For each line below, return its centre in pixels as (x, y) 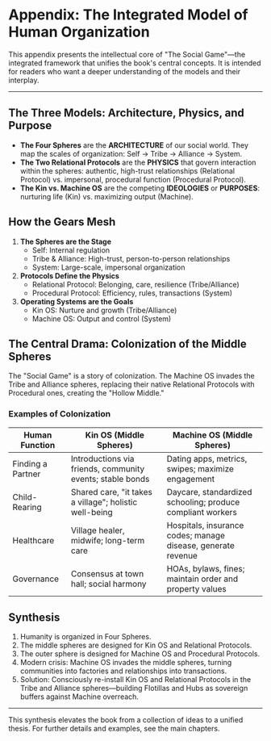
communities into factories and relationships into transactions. (123, 671)
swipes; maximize (200, 468)
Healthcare (33, 540)
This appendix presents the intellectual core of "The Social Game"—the (127, 54)
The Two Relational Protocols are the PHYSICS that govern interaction (138, 162)
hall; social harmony (109, 584)
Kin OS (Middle (115, 435)
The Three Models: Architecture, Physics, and (126, 113)
